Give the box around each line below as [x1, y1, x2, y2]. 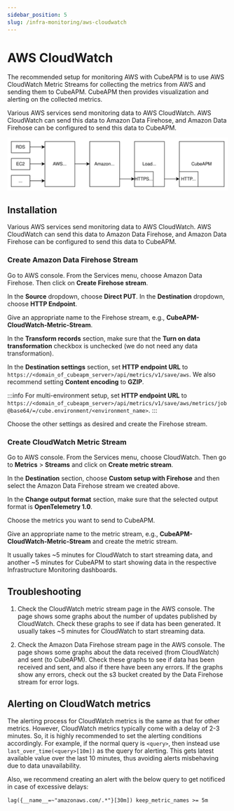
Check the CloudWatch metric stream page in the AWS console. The [17, 604, 215, 613]
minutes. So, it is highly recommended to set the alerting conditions [7, 731, 202, 740]
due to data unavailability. [7, 761, 81, 770]
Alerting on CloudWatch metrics [7, 698, 151, 710]
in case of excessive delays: [7, 782, 89, 791]
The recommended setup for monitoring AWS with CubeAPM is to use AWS [7, 73, 225, 81]
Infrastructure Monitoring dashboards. [7, 565, 118, 574]
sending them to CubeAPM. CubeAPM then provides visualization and [7, 88, 209, 96]
